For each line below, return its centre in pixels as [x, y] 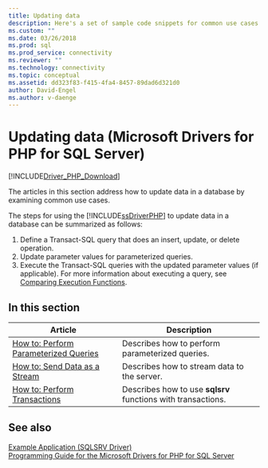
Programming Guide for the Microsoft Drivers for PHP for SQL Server [121, 455]
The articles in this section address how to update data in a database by [126, 192]
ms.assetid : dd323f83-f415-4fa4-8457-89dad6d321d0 [94, 82]
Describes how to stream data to [183, 366]
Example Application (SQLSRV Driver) [70, 447]
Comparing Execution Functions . [73, 282]
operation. [37, 248]
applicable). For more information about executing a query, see [123, 274]
